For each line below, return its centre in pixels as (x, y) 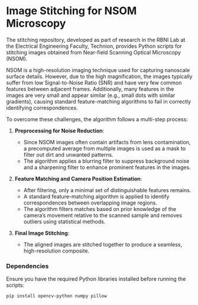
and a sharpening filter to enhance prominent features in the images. (107, 167)
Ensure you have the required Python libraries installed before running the (96, 279)
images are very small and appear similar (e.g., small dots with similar (91, 95)
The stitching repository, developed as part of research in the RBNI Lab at (96, 40)
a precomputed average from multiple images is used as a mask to (105, 148)
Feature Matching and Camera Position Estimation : (78, 179)
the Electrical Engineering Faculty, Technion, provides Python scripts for (94, 46)
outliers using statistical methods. (64, 221)
